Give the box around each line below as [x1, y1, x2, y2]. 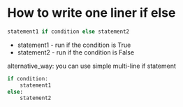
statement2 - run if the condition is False [17, 48, 135, 57]
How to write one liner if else [7, 5, 176, 21]
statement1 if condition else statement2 [7, 28, 130, 35]
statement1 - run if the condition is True [17, 41, 131, 49]
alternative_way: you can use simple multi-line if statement [7, 62, 177, 70]
